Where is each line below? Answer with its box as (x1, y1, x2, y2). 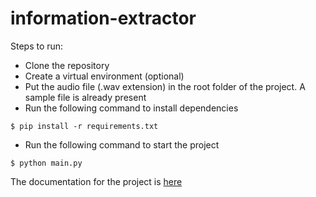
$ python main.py (10, 158, 83, 168)
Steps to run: (10, 40, 64, 52)
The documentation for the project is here (10, 175, 183, 187)
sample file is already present (24, 91, 147, 103)
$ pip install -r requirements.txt (10, 121, 159, 131)
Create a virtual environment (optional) (24, 70, 185, 82)
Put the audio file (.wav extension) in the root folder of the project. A (24, 80, 306, 92)
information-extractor (10, 7, 197, 30)
